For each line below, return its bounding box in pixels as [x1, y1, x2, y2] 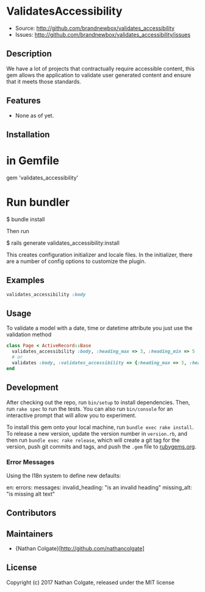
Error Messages [6, 458, 55, 466]
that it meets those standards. [6, 78, 81, 85]
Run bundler [6, 195, 70, 209]
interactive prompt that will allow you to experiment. [6, 411, 137, 419]
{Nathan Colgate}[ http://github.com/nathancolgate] [15, 545, 145, 552]
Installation [6, 129, 50, 140]
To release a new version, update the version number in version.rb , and [6, 430, 188, 437]
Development [6, 383, 59, 393]
